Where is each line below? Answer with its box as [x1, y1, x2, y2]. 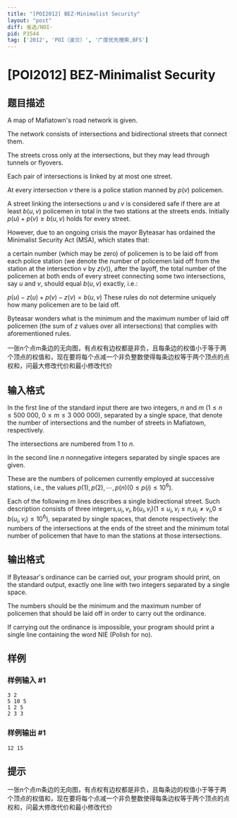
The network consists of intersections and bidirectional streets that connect [7, 130, 228, 138]
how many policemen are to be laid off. [7, 301, 121, 309]
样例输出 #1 [7, 728, 46, 738]
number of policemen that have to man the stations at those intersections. [7, 531, 222, 540]
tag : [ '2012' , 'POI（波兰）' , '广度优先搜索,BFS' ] [7, 37, 149, 44]
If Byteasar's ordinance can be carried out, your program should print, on [7, 573, 221, 581]
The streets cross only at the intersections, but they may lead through [7, 151, 210, 160]
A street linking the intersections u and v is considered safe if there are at [7, 199, 220, 208]
